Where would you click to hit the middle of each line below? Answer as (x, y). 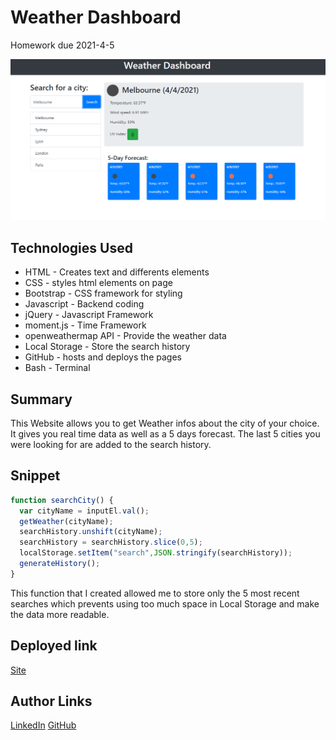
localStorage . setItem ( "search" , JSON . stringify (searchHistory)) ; (156, 553)
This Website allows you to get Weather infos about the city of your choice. (165, 423)
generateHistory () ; (60, 564)
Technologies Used (71, 247)
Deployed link (54, 646)
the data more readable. (60, 614)
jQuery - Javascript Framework (89, 315)
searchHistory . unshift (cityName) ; (91, 532)
